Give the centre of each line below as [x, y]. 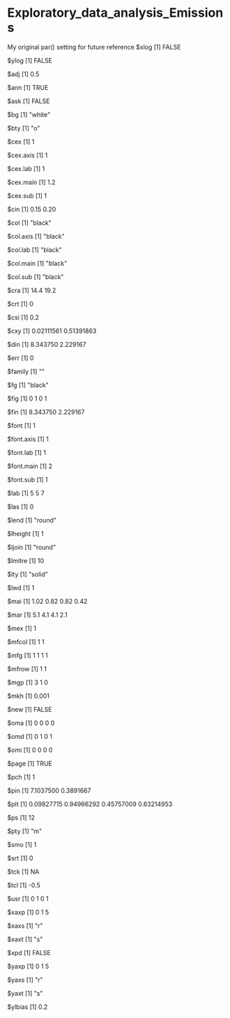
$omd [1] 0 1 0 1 [30, 736]
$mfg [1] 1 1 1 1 [28, 655]
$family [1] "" [26, 371]
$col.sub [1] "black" [36, 276]
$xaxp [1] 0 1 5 [28, 912]
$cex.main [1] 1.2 [31, 182]
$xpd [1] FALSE [29, 952]
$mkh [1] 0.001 [29, 696]
